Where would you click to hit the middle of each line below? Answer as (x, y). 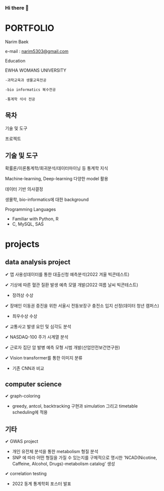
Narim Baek (17, 42)
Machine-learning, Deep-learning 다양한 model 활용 (57, 179)
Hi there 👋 (17, 8)
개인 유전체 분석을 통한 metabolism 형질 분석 (55, 452)
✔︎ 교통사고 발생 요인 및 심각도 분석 (38, 327)
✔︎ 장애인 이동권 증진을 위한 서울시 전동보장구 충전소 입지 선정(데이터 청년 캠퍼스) (82, 306)
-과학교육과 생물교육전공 (26, 80)
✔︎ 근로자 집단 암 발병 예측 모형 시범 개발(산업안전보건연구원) (63, 348)
